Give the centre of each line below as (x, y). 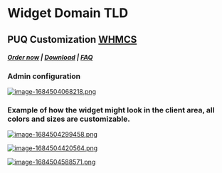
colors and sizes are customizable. (69, 119)
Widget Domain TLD (68, 13)
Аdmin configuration (44, 76)
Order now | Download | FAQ (50, 58)
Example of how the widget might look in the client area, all (111, 110)
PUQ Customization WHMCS (72, 40)
